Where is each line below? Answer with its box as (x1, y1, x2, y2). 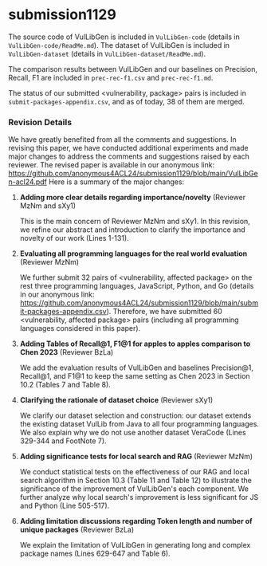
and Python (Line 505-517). (19, 501, 110, 511)
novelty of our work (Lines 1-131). (19, 234, 129, 243)
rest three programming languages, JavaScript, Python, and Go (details (19, 281, 254, 291)
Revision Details (8, 116, 73, 128)
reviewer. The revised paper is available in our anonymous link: (8, 160, 215, 170)
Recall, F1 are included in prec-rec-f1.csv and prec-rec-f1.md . (8, 73, 214, 82)
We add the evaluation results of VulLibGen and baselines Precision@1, (19, 363, 253, 372)
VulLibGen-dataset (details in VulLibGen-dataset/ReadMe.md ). (8, 49, 206, 58)
